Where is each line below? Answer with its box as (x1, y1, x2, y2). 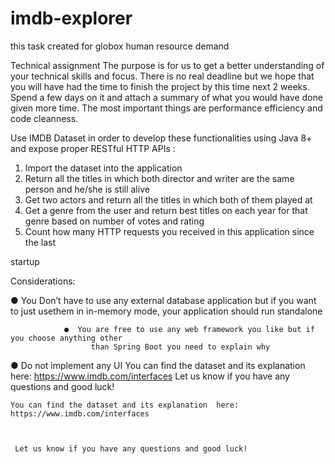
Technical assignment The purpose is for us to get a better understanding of (10, 59, 325, 71)
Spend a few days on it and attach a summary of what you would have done (10, 91, 323, 103)
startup (10, 255, 40, 267)
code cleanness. (10, 112, 79, 124)
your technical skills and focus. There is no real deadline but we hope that (10, 70, 315, 82)
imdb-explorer (10, 7, 133, 30)
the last (24, 236, 56, 248)
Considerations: (10, 275, 76, 287)
